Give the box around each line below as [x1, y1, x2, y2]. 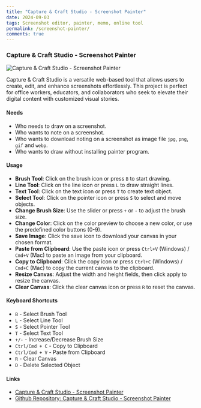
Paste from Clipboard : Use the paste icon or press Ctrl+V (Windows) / [14, 245, 190, 252]
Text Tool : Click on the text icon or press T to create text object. [14, 187, 173, 195]
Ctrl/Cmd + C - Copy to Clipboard [14, 343, 98, 350]
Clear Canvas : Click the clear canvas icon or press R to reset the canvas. [14, 283, 196, 290]
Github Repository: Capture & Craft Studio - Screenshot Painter [14, 395, 171, 402]
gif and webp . [14, 142, 48, 149]
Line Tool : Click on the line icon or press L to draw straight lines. [14, 181, 174, 188]
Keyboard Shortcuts [6, 297, 58, 304]
